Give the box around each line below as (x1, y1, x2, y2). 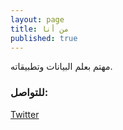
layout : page (10, 14, 65, 25)
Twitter (10, 108, 40, 120)
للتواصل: (10, 86, 49, 100)
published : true (10, 33, 78, 43)
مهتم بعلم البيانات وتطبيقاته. (10, 61, 113, 73)
